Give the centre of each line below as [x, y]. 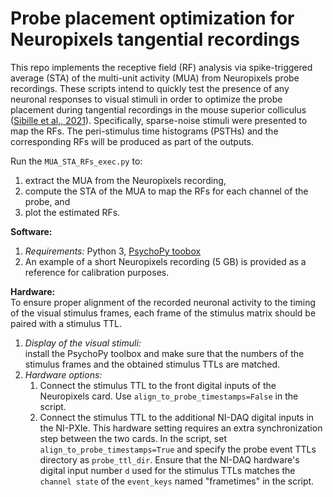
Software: [31, 231]
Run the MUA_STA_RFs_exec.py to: [76, 161]
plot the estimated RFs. [72, 212]
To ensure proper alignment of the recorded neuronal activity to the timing [163, 302]
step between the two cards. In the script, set [133, 438]
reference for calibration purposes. [97, 272]
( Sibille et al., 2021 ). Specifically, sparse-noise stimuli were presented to [159, 120]
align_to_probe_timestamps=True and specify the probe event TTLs [178, 449]
